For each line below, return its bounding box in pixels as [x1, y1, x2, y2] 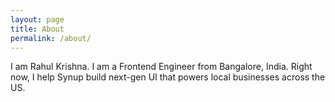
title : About [10, 24, 65, 34]
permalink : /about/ [10, 33, 92, 43]
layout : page [10, 14, 65, 25]
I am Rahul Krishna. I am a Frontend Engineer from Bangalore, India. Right [10, 61, 313, 73]
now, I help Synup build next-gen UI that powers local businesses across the [10, 71, 326, 83]
